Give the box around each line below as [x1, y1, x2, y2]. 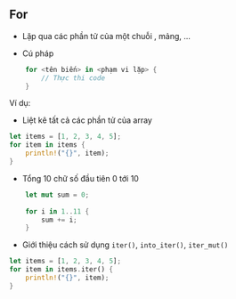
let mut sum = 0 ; [25, 190, 90, 199]
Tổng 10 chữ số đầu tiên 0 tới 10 [21, 173, 140, 183]
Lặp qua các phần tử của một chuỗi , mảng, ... [21, 30, 191, 41]
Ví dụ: [9, 98, 31, 109]
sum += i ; [41, 215, 77, 224]
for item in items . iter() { [9, 265, 114, 274]
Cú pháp [21, 48, 54, 59]
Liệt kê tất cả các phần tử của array [21, 115, 153, 125]
